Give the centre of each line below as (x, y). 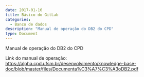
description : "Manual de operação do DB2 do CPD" (60, 29)
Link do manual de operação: (36, 58)
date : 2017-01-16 (24, 10)
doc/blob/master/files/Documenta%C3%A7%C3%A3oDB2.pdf (72, 69)
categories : (18, 19)
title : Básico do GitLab (32, 15)
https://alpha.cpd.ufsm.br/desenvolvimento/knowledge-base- (71, 63)
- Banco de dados (29, 24)
